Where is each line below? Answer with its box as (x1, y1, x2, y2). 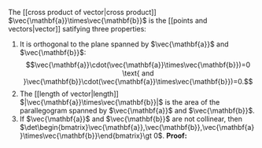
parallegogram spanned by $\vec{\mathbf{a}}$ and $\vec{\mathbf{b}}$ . (19, 106, 255, 115)
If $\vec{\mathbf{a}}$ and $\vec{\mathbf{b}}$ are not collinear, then (19, 114, 242, 124)
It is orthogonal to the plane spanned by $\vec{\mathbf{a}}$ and (19, 39, 230, 49)
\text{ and (121, 68, 154, 78)
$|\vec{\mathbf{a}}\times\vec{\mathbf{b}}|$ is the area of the (19, 98, 220, 106)
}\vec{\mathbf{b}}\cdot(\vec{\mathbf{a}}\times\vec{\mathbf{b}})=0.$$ (23, 77, 253, 86)
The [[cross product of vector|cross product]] (8, 8, 157, 17)
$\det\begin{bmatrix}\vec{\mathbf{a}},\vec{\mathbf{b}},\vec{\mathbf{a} (19, 123, 255, 131)
